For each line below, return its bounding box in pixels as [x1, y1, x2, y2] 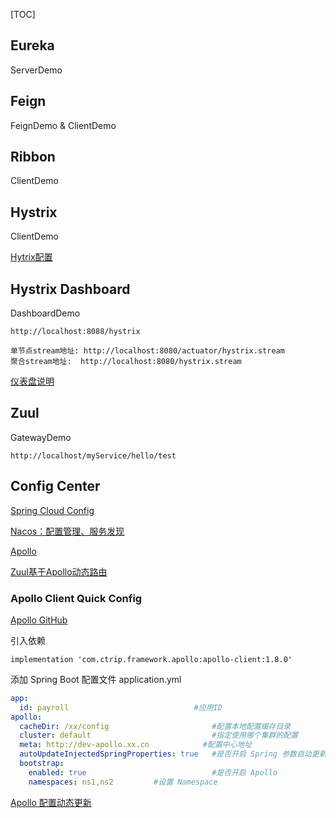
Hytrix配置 [10, 251, 53, 263]
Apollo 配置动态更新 [10, 796, 92, 808]
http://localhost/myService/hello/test [10, 450, 177, 461]
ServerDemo [10, 64, 63, 76]
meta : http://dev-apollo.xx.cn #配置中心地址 [19, 740, 253, 750]
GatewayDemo [10, 431, 72, 443]
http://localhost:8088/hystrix [10, 327, 141, 337]
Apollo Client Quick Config [10, 591, 143, 605]
